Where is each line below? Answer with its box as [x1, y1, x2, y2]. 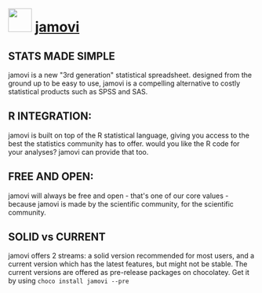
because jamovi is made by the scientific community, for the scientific [8, 199, 234, 208]
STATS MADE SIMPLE [8, 49, 115, 63]
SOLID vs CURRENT [8, 230, 106, 244]
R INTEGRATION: [8, 110, 92, 123]
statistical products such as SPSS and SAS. [8, 87, 148, 96]
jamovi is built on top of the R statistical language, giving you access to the [8, 130, 249, 140]
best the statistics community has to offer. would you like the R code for [8, 138, 240, 148]
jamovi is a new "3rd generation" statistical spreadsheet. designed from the [8, 71, 253, 79]
